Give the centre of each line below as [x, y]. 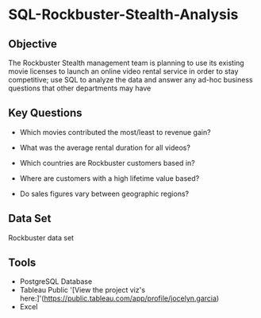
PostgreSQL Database [56, 282]
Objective [33, 44]
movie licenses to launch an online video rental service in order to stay [123, 71]
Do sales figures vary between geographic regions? [104, 193]
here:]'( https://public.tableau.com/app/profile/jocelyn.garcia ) [119, 298]
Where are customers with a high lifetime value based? [109, 178]
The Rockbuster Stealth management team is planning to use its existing [126, 63]
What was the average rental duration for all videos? [105, 148]
